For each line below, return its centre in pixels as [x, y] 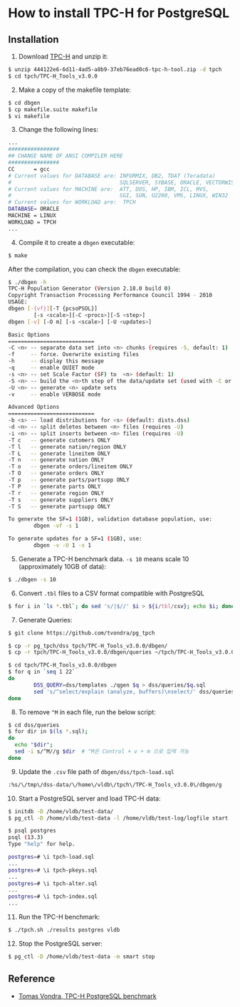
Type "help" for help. [42, 844]
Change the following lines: [58, 130]
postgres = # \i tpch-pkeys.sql [53, 870]
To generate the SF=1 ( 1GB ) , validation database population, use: [110, 519]
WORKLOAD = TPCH [32, 222]
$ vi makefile [29, 116]
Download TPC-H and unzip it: [63, 56]
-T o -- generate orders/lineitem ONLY [71, 467]
